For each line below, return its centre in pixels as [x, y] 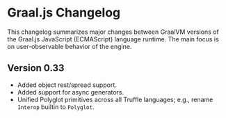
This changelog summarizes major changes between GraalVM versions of [113, 32]
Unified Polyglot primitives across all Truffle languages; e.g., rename [115, 99]
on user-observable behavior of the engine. [70, 46]
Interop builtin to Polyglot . [56, 107]
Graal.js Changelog [64, 13]
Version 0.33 [36, 68]
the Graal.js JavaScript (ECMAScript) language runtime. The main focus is [113, 39]
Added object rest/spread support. [67, 85]
